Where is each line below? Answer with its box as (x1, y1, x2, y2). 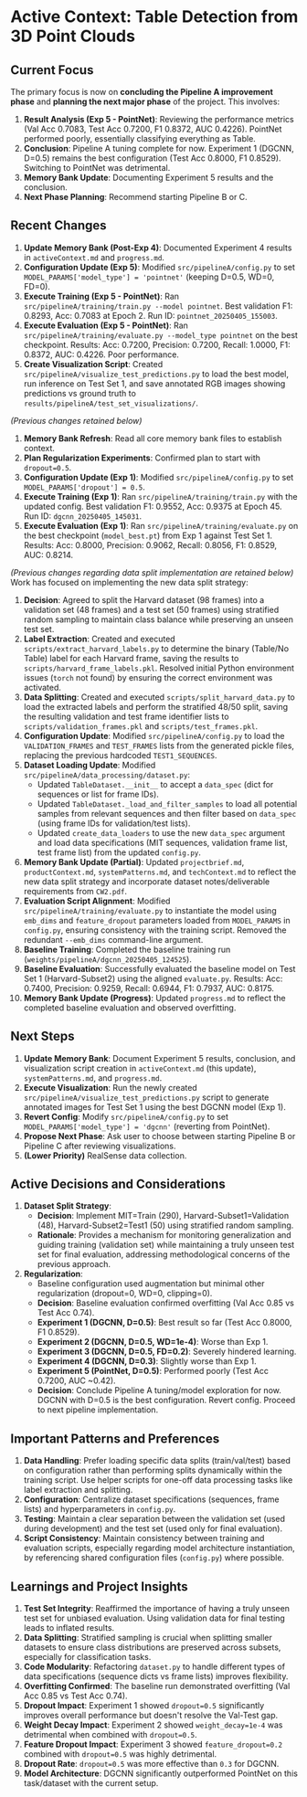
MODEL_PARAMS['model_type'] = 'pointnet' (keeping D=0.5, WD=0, (23, 271, 275, 282)
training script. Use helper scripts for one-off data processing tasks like (23, 1475, 293, 1485)
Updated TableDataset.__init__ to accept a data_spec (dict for (37, 778, 274, 789)
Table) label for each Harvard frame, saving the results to (23, 652, 239, 663)
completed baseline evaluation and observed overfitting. (23, 1002, 237, 1013)
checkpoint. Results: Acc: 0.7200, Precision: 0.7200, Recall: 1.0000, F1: (23, 339, 291, 350)
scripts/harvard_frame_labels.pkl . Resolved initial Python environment (23, 662, 295, 673)
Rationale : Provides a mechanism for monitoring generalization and (37, 1230, 291, 1241)
